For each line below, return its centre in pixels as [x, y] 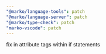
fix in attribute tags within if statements [53, 45]
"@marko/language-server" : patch [47, 17]
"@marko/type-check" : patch [40, 22]
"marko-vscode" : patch [34, 28]
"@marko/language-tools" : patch [45, 11]
